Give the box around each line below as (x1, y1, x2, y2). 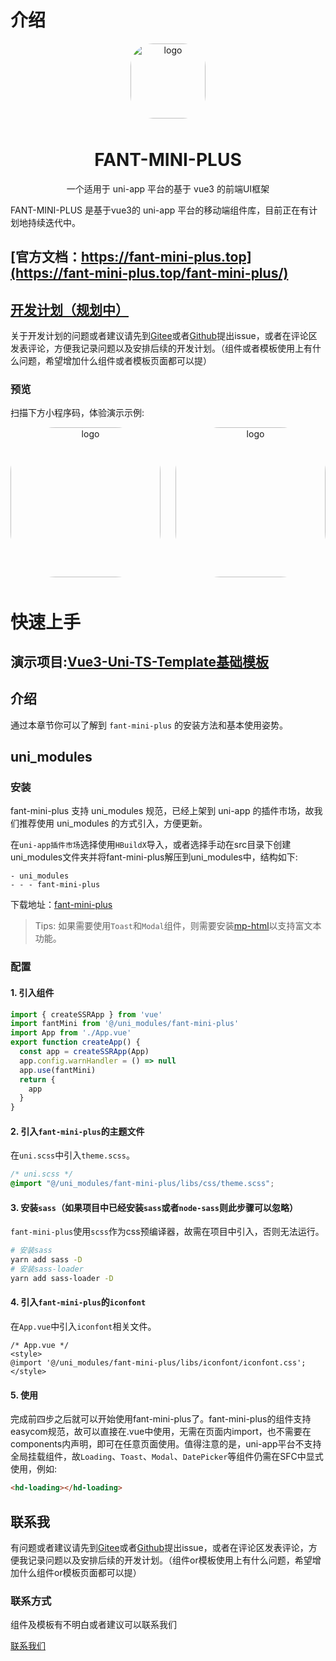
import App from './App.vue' (10, 1028, 132, 1038)
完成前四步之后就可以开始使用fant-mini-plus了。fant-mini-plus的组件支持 (10, 1413, 312, 1425)
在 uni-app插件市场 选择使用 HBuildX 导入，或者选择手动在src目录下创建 (10, 839, 292, 851)
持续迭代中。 (27, 216, 81, 228)
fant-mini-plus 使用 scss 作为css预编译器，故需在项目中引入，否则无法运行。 (10, 1226, 325, 1238)
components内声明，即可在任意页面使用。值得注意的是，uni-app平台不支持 (10, 1438, 322, 1450)
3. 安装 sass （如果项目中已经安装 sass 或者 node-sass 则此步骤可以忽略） (10, 1201, 299, 1213)
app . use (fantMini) (19, 1065, 97, 1075)
